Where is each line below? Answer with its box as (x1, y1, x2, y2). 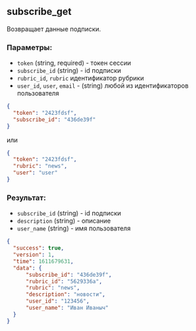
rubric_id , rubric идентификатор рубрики (16, 74, 144, 83)
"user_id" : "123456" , (25, 297, 90, 305)
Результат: (6, 193, 47, 203)
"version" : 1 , (13, 251, 55, 259)
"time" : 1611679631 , (13, 258, 74, 265)
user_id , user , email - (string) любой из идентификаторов (16, 81, 189, 90)
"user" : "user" (13, 169, 58, 177)
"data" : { (13, 264, 42, 272)
